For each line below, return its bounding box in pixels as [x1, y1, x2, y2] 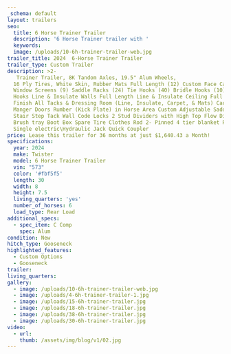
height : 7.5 [13, 189, 48, 196]
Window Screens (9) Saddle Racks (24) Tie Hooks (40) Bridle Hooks [13, 87, 211, 94]
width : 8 [13, 183, 38, 190]
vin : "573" [13, 163, 45, 171]
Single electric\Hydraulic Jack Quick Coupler [13, 125, 149, 132]
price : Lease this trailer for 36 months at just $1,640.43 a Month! [7, 132, 211, 138]
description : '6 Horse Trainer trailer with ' [13, 36, 149, 43]
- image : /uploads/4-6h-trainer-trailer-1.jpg [13, 292, 149, 299]
